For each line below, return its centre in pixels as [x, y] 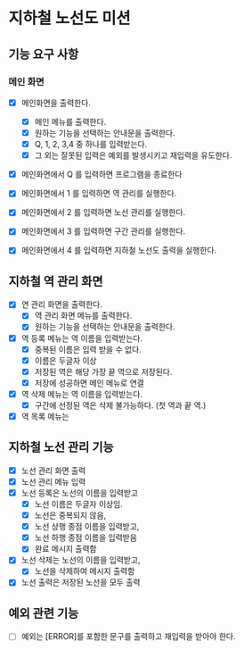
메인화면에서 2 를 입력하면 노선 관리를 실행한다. [103, 212]
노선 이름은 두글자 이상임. [79, 504]
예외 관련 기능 [44, 613]
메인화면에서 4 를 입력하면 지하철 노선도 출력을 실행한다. [119, 250]
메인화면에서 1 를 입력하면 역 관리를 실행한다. [99, 194]
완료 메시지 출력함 [65, 549]
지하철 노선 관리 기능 [61, 447]
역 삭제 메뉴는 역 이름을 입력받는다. [82, 394]
